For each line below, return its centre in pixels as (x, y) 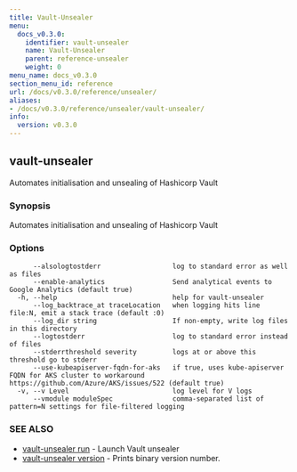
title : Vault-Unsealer (51, 17)
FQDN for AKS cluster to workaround (77, 376)
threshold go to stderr (53, 360)
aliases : (25, 100)
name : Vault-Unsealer (65, 51)
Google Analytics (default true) (71, 290)
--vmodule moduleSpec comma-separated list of (148, 399)
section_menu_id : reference (61, 84)
